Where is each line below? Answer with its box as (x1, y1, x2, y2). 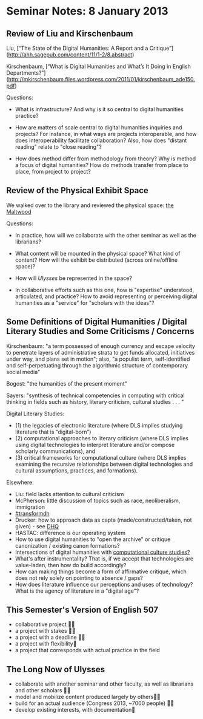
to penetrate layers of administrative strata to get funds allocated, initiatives (6, 349, 195, 356)
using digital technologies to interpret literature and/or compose (15, 441, 175, 448)
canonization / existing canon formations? (15, 542, 120, 549)
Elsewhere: (6, 479, 35, 486)
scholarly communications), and (15, 448, 96, 455)
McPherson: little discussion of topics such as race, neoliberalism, (15, 497, 181, 504)
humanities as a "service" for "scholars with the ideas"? (15, 299, 155, 306)
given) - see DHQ (15, 522, 59, 530)
